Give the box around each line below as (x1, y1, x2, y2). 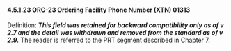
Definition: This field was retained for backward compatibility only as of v (7, 21, 224, 29)
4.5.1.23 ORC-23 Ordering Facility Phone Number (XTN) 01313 (7, 6, 191, 14)
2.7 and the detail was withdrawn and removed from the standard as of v (7, 29, 223, 37)
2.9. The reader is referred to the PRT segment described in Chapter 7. (7, 36, 210, 45)
